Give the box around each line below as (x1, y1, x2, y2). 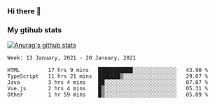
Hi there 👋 (7, 6, 42, 16)
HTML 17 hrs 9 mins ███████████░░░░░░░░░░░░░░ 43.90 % (7, 66, 209, 74)
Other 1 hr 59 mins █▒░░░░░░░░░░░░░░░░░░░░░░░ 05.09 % (7, 91, 209, 99)
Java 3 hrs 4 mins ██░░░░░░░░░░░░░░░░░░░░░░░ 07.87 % (7, 79, 209, 86)
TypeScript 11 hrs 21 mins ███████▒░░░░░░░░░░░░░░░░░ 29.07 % (7, 73, 209, 80)
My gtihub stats (7, 24, 62, 34)
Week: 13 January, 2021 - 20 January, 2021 (7, 55, 137, 62)
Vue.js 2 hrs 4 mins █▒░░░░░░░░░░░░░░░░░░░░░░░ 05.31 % (7, 85, 209, 92)
